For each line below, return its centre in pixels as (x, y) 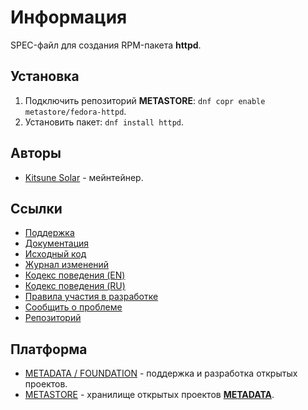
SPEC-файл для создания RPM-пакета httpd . (106, 45)
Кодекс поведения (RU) (75, 286)
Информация (69, 17)
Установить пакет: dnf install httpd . (104, 122)
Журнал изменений (67, 265)
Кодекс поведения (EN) (75, 275)
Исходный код (55, 254)
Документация (57, 243)
